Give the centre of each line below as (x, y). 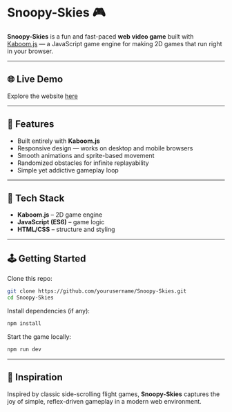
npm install (24, 323)
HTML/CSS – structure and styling (66, 229)
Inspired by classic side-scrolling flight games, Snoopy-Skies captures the (114, 394)
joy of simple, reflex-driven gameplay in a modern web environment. (104, 401)
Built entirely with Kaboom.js (58, 141)
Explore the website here (42, 96)
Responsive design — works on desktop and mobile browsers (105, 148)
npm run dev (24, 349)
